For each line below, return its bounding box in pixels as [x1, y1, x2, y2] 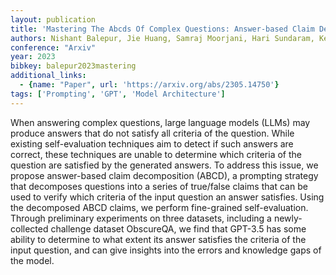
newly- [273, 212, 303, 224]
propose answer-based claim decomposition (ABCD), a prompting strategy [10, 169, 319, 181]
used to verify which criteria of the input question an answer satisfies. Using [10, 191, 325, 203]
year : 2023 [10, 52, 56, 62]
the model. [10, 254, 55, 266]
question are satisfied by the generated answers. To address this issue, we [10, 159, 319, 171]
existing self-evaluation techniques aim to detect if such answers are [10, 137, 294, 150]
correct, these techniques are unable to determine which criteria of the [10, 148, 302, 160]
